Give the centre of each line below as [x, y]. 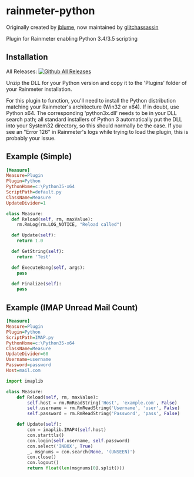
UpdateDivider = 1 [26, 203]
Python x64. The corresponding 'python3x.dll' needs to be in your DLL [92, 113]
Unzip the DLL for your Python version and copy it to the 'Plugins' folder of [96, 83]
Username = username [29, 360]
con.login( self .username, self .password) [79, 440]
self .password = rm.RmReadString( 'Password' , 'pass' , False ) [104, 414]
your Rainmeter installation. [39, 89]
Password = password [29, 365]
